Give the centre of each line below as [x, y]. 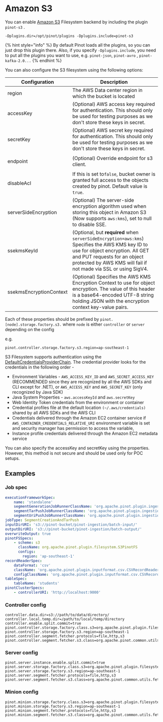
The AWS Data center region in [107, 90]
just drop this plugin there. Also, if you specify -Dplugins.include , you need [81, 50]
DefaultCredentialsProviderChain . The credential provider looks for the [76, 362]
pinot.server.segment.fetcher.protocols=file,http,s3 [61, 676]
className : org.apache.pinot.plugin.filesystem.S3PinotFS [78, 547]
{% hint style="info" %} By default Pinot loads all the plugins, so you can [78, 45]
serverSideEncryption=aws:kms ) [108, 238]
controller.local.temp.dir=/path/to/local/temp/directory [65, 619]
